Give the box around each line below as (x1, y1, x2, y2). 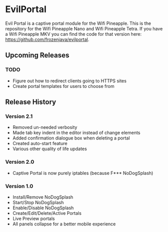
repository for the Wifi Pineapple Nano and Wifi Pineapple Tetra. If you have (5, 25, 163, 31)
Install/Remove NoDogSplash (12, 194, 74, 200)
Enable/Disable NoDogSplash (12, 205, 74, 211)
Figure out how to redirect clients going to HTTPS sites (12, 77, 127, 84)
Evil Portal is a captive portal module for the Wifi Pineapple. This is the (5, 20, 151, 26)
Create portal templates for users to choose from (12, 83, 115, 89)
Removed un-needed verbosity (12, 124, 77, 130)
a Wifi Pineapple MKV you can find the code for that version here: (5, 31, 142, 37)
